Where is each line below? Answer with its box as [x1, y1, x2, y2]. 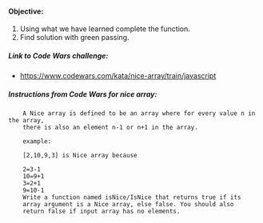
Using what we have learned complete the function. [19, 24, 190, 34]
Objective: [8, 6, 44, 16]
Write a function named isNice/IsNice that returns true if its [22, 193, 241, 201]
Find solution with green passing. [19, 33, 130, 42]
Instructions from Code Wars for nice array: [8, 89, 157, 99]
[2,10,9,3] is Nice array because [22, 152, 137, 160]
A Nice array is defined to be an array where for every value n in [22, 110, 256, 117]
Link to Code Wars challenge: [8, 50, 109, 60]
